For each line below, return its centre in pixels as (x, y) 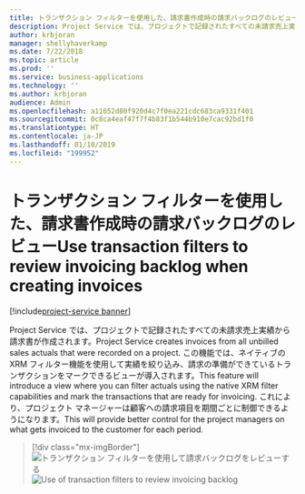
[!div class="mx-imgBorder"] (86, 447)
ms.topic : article (44, 60)
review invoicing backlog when (129, 266)
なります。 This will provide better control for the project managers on (155, 418)
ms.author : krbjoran (49, 94)
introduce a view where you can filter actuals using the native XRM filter (144, 385)
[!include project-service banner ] (70, 311)
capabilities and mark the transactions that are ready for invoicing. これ (143, 396)
